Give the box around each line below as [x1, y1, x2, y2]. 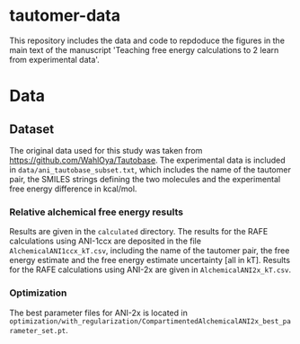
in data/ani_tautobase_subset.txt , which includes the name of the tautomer [9, 163, 292, 175]
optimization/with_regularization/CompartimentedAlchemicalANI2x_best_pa [9, 316, 292, 326]
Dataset [9, 121, 55, 137]
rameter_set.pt [9, 326, 66, 335]
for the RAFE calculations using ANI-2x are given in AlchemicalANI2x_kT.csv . [9, 264, 292, 275]
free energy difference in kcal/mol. [9, 183, 137, 194]
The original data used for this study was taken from [9, 145, 203, 155]
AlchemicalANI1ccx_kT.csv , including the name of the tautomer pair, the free [9, 245, 290, 256]
